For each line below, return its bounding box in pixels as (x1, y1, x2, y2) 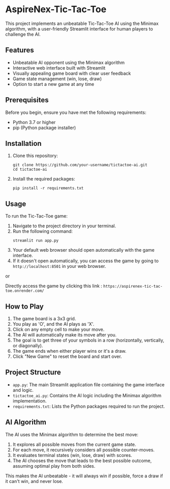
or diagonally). (12, 343, 43, 349)
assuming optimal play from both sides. (12, 463, 96, 469)
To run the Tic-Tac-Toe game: (5, 213, 68, 219)
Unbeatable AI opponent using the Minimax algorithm (12, 59, 125, 66)
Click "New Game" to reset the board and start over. (12, 353, 122, 359)
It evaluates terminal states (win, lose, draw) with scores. (12, 452, 132, 458)
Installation (5, 139, 42, 148)
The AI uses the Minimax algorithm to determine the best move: (5, 431, 138, 438)
